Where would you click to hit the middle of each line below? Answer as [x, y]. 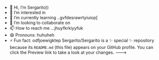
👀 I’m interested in [28, 12]
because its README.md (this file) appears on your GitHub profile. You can [81, 47]
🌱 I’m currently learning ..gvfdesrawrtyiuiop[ [54, 18]
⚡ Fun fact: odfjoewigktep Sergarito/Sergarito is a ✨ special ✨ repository [82, 40]
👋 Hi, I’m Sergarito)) [29, 7]
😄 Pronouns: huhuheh [32, 35]
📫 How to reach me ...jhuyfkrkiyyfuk [46, 28]
